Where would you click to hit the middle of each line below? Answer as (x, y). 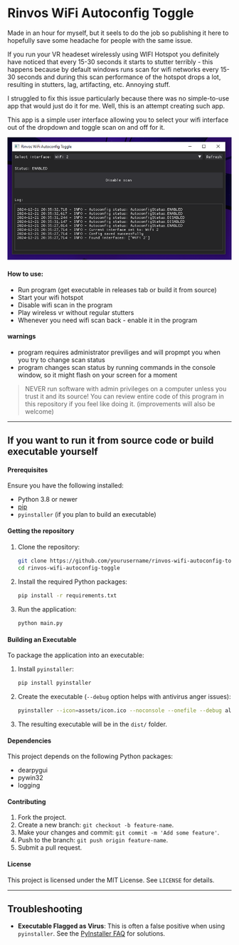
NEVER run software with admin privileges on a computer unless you (126, 388)
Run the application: (47, 609)
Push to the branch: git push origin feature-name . (93, 840)
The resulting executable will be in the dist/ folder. (92, 724)
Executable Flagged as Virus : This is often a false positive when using (121, 926)
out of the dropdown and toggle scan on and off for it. (86, 127)
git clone (32, 561)
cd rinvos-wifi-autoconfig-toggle (69, 568)
